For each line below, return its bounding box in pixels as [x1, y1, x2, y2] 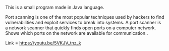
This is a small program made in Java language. [5, 5, 104, 10]
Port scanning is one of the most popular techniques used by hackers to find [5, 14, 164, 20]
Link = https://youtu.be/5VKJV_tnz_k [5, 40, 82, 46]
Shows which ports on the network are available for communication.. [5, 30, 148, 36]
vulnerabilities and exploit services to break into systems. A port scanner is [5, 20, 161, 25]
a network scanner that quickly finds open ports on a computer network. [5, 25, 156, 31]
